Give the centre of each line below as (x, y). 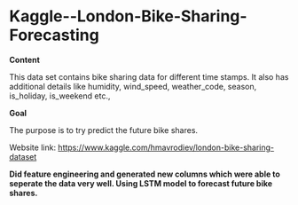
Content (24, 59)
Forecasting (54, 35)
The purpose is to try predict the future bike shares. (103, 130)
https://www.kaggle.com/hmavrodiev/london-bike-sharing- (166, 147)
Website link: (32, 147)
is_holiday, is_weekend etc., (60, 96)
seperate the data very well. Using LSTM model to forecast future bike (141, 183)
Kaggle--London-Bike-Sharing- (128, 16)
